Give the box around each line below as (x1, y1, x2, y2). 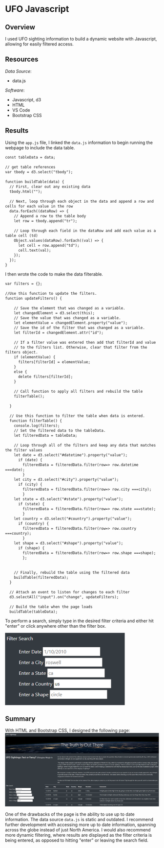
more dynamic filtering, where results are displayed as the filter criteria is (5, 832, 152, 838)
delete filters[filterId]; (18, 374, 73, 379)
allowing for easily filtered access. (5, 41, 74, 47)
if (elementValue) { (14, 354, 56, 359)
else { (14, 369, 27, 374)
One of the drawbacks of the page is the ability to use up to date (5, 811, 135, 817)
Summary (5, 715, 36, 723)
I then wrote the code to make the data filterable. (5, 271, 103, 277)
